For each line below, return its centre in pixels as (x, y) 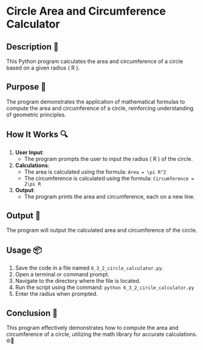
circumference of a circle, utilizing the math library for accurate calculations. (102, 334)
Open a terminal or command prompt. (62, 274)
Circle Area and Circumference (86, 11)
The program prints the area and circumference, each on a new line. (110, 196)
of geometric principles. (36, 115)
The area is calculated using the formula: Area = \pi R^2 (95, 171)
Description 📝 (33, 47)
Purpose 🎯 (26, 87)
